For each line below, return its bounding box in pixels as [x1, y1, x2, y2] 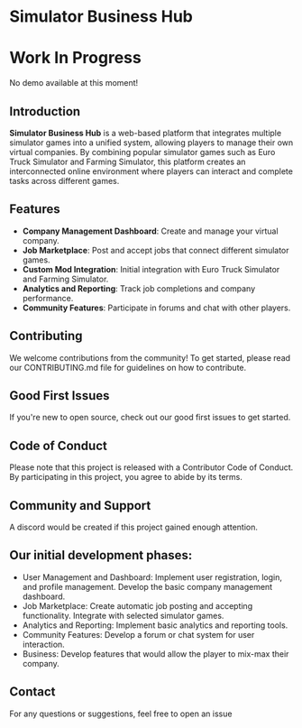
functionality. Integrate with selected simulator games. [22, 610, 224, 621]
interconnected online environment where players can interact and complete [9, 165, 293, 177]
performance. [22, 292, 74, 303]
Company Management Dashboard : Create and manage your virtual [22, 226, 279, 236]
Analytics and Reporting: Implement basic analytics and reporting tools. [22, 620, 288, 631]
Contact [9, 684, 56, 700]
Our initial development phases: [9, 548, 193, 563]
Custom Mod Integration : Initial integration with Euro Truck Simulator [22, 263, 280, 274]
